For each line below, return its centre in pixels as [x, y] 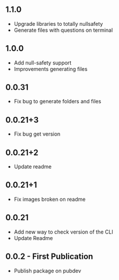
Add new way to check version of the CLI [63, 232]
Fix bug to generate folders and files [57, 102]
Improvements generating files [51, 69]
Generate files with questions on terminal [63, 30]
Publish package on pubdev [48, 271]
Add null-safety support [43, 63]
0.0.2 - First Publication [49, 257]
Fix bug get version [37, 134]
